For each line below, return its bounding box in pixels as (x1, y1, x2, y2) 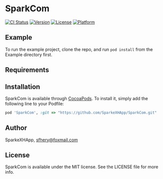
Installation (5, 82, 40, 91)
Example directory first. (5, 51, 53, 57)
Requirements (5, 66, 49, 74)
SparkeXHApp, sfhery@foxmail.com (5, 137, 78, 143)
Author (5, 124, 27, 132)
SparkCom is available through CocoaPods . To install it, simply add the (5, 95, 148, 101)
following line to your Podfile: (5, 101, 64, 106)
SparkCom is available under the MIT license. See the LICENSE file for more (5, 164, 159, 170)
